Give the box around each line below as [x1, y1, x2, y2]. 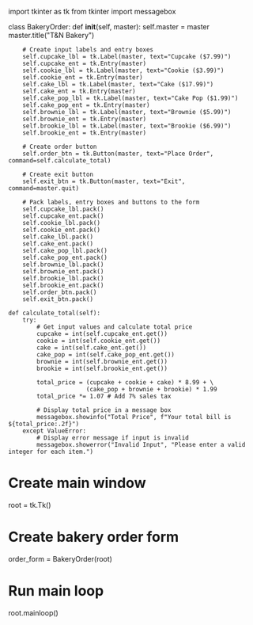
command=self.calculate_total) [8, 157, 111, 165]
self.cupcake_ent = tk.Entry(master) [22, 59, 147, 67]
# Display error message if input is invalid [36, 434, 190, 442]
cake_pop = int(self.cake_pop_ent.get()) [36, 351, 176, 359]
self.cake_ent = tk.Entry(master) [22, 87, 136, 95]
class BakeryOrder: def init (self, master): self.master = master [8, 22, 210, 31]
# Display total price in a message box [36, 406, 172, 414]
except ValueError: [22, 427, 87, 435]
